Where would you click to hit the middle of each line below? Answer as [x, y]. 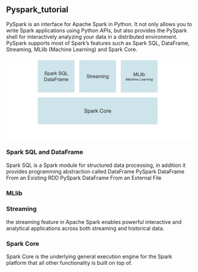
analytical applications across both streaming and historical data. [85, 228]
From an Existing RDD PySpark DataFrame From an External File [84, 178]
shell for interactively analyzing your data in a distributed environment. [92, 37]
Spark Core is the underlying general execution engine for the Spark [89, 257]
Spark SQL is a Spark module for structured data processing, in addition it [96, 165]
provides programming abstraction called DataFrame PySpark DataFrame [95, 171]
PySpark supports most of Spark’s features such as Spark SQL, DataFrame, [98, 43]
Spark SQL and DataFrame [45, 152]
